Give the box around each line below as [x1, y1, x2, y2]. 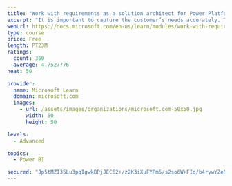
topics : [7, 149, 30, 157]
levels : [7, 131, 30, 138]
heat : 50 [7, 68, 32, 74]
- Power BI [13, 156, 45, 163]
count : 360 [13, 55, 45, 62]
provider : [7, 80, 36, 87]
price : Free [7, 36, 41, 43]
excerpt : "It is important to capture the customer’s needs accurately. [7, 17, 221, 23]
